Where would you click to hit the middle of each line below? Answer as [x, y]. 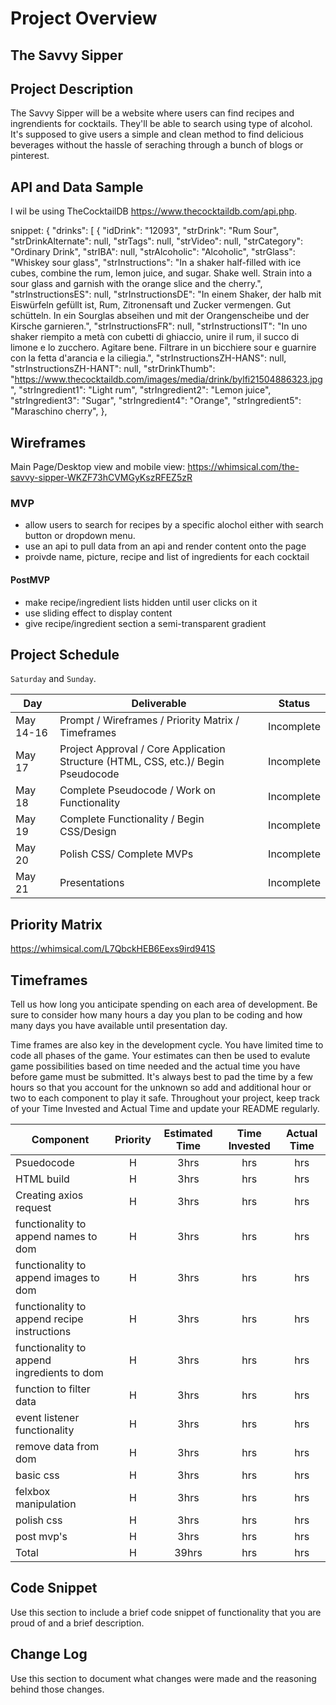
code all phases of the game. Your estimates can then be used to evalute [160, 1055]
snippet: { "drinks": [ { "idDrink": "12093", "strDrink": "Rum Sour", [145, 231]
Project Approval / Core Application [142, 749]
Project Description [72, 88]
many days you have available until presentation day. [119, 1025]
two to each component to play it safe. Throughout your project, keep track [165, 1098]
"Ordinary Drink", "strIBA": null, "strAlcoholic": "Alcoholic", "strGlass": [153, 252]
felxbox [33, 1491]
